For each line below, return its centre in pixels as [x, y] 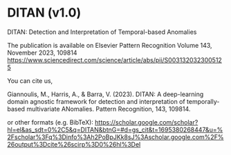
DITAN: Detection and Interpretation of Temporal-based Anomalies [102, 32]
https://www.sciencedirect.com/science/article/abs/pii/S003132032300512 [115, 60]
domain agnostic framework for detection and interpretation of [96, 101]
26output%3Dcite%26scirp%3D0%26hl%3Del [74, 144]
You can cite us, [30, 80]
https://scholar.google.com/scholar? [146, 122]
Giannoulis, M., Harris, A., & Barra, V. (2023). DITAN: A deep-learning [105, 94]
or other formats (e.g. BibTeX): [50, 122]
